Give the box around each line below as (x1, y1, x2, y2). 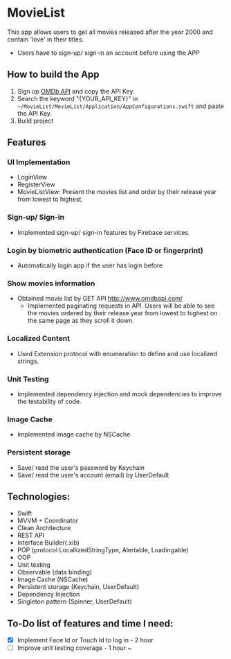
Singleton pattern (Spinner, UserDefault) (17, 597, 133, 606)
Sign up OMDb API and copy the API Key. (17, 87, 135, 95)
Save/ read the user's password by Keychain (17, 463, 145, 472)
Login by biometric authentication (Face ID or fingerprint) (7, 245, 204, 255)
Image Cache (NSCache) (17, 575, 89, 583)
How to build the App (7, 69, 100, 80)
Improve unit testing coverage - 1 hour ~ (17, 644, 132, 652)
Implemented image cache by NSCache (17, 430, 131, 439)
